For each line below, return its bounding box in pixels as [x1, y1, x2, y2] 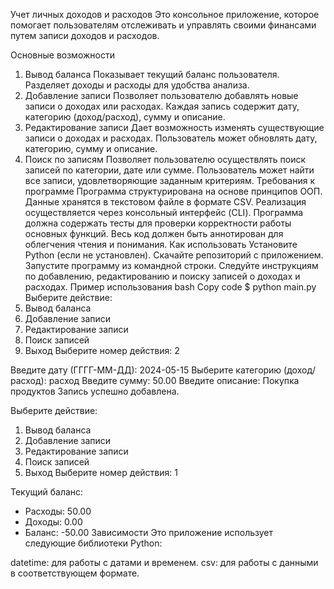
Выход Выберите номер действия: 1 [24, 467, 178, 478]
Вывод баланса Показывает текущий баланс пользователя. [24, 69, 280, 80]
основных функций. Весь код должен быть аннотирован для [24, 228, 284, 239]
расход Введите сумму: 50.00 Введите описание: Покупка [48, 375, 300, 386]
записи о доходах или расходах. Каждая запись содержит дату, [24, 100, 300, 112]
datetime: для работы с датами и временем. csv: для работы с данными [10, 557, 319, 568]
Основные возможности [10, 49, 115, 61]
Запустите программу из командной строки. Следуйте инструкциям [24, 260, 319, 271]
